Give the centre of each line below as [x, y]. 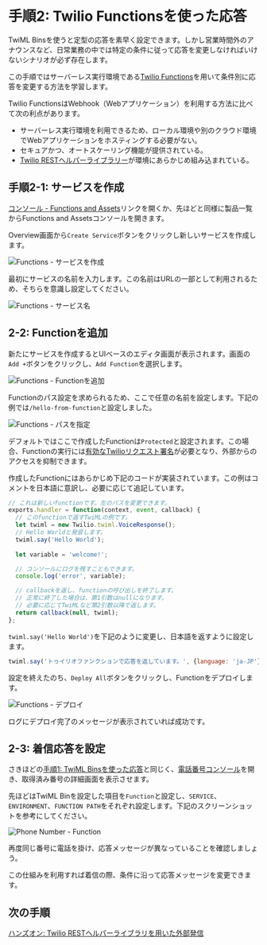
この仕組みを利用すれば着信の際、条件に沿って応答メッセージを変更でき [126, 875]
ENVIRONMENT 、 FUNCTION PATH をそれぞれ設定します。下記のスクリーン [120, 806]
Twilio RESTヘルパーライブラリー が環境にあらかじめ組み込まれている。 [136, 160]
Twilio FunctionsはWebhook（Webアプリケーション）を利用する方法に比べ [131, 103]
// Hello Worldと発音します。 [61, 533]
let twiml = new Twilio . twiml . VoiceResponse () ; [96, 525]
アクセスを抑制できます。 [50, 461]
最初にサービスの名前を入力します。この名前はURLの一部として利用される [130, 278]
